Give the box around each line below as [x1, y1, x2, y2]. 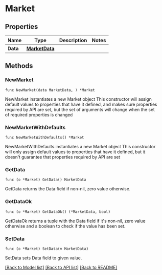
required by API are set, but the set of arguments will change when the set [5, 106, 155, 113]
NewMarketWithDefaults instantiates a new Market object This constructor [5, 143, 156, 149]
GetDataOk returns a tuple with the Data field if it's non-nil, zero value [5, 218, 146, 224]
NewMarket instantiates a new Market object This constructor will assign [5, 96, 152, 102]
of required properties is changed [5, 112, 73, 117]
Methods [5, 62, 33, 70]
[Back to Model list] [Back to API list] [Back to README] [5, 264, 117, 270]
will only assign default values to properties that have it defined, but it [5, 149, 145, 155]
